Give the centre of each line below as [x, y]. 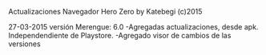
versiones [25, 44]
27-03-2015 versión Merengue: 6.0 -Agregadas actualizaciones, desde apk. [133, 27]
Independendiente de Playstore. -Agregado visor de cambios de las [120, 35]
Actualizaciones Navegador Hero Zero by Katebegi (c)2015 [105, 12]
